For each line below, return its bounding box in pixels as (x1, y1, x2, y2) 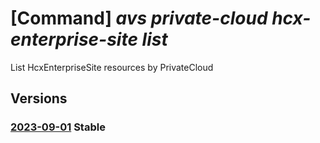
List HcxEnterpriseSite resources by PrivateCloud (10, 61, 214, 73)
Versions (10, 90, 68, 107)
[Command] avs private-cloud (10, 7, 268, 30)
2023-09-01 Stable (10, 120, 106, 134)
